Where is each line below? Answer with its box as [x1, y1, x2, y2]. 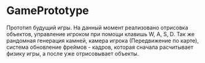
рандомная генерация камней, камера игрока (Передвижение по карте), [6, 37, 199, 44]
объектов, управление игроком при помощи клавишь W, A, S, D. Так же [6, 30, 195, 37]
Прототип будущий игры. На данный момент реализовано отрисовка [6, 24, 188, 31]
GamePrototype [6, 4, 89, 18]
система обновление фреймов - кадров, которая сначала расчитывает [6, 43, 194, 51]
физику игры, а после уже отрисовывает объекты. [6, 50, 139, 57]
